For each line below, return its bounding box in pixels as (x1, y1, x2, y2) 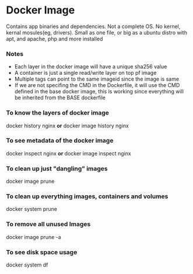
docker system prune (6, 206, 57, 213)
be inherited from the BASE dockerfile (14, 94, 106, 101)
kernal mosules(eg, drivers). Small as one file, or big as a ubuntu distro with (6, 29, 188, 36)
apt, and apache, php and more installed (6, 35, 103, 42)
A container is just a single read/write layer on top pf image (14, 70, 157, 77)
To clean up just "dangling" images (6, 164, 108, 172)
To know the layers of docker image (6, 109, 110, 117)
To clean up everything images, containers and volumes (6, 192, 169, 200)
